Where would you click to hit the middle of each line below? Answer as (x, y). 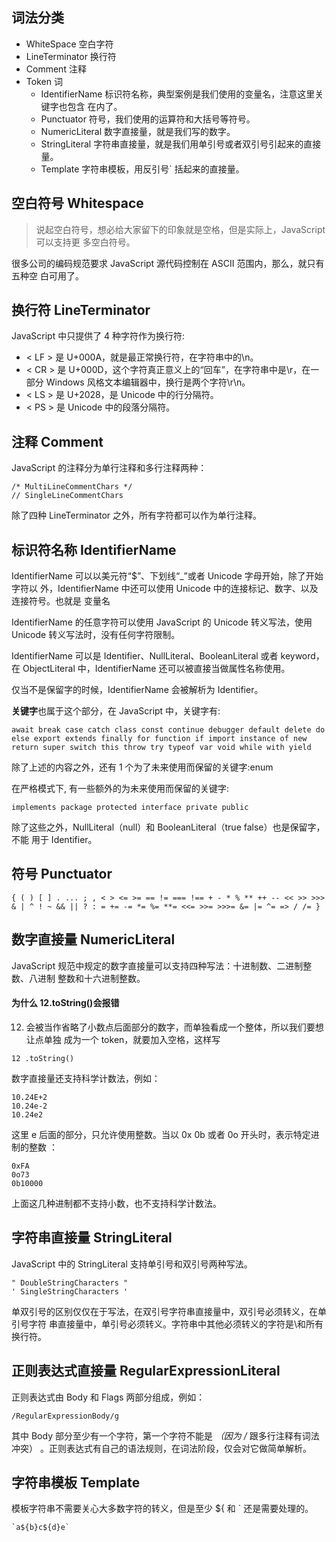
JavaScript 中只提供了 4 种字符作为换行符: (98, 336)
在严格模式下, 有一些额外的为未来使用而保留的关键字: (120, 789)
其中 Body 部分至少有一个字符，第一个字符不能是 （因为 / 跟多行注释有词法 (165, 1435)
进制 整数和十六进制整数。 (91, 978)
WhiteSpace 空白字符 (69, 44)
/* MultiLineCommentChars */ (72, 487)
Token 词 (44, 81)
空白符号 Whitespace (77, 203)
